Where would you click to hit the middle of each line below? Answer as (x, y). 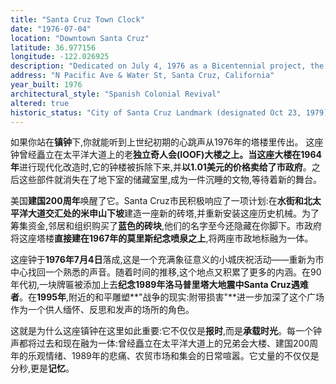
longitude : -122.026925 (60, 57)
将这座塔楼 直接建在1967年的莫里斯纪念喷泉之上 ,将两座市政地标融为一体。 (162, 238)
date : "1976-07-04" (51, 29)
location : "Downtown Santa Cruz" (80, 38)
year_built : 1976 (46, 85)
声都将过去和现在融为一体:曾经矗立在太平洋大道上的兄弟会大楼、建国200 (160, 343)
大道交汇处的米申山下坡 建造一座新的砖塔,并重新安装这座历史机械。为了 (173, 213)
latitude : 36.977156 (53, 47)
